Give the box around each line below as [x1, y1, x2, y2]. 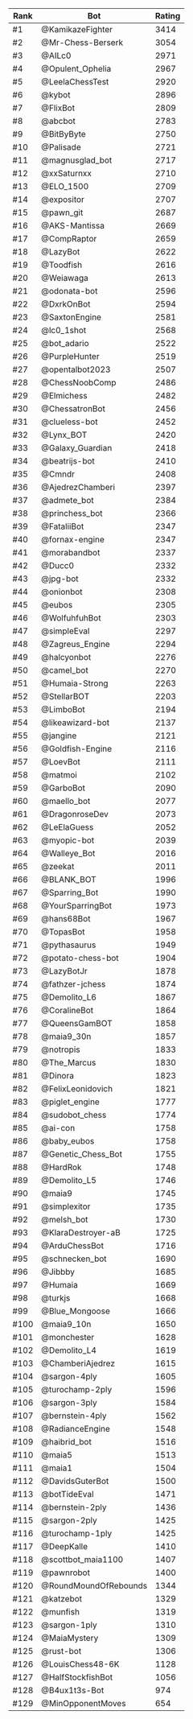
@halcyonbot [41, 652, 92, 662]
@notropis [41, 1044, 80, 1055]
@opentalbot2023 [41, 364, 111, 375]
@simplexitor [41, 1201, 91, 1212]
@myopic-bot [41, 835, 95, 846]
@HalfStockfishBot [41, 1672, 113, 1683]
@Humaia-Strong [41, 678, 109, 689]
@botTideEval [41, 1489, 94, 1499]
